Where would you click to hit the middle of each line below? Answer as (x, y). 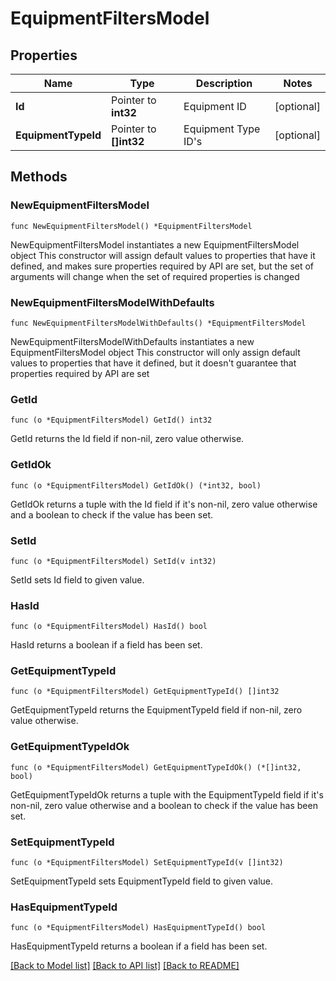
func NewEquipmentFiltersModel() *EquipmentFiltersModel (131, 226)
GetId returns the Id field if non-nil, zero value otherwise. (127, 439)
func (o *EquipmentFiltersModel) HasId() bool (109, 627)
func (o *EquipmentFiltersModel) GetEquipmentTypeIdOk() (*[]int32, (156, 767)
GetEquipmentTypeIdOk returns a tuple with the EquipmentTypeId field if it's (167, 794)
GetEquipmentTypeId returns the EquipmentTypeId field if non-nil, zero (156, 710)
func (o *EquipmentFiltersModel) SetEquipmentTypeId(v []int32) (147, 863)
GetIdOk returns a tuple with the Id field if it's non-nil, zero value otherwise (164, 504)
